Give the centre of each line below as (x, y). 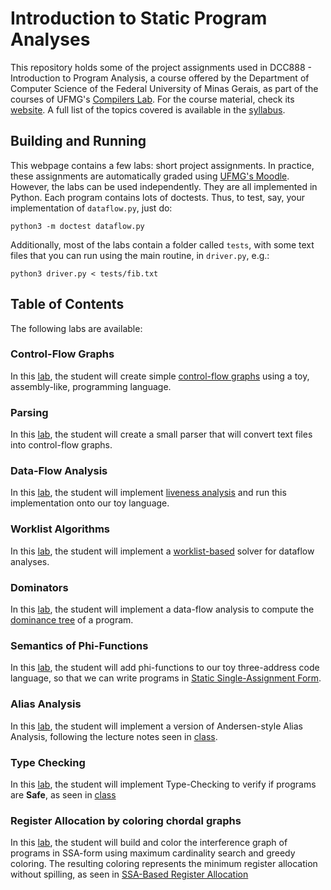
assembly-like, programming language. (91, 386)
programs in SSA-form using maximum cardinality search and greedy (153, 853)
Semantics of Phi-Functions (79, 645)
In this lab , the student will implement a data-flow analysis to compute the (162, 609)
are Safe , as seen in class (63, 794)
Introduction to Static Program (139, 18)
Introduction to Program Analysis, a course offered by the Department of (160, 78)
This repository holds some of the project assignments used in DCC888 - (161, 67)
